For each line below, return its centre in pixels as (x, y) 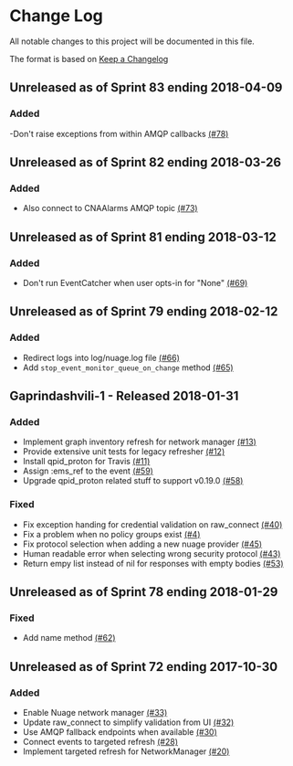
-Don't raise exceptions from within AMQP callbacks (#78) (119, 133)
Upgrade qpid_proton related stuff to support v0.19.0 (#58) (133, 481)
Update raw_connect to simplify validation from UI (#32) (128, 722)
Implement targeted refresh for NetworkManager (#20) (126, 751)
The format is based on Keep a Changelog (89, 59)
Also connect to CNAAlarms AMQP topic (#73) (110, 208)
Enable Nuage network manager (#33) (95, 713)
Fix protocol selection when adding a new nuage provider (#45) (142, 544)
